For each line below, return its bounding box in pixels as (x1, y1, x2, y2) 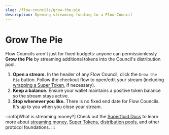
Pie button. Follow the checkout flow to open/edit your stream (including (12, 77, 164, 83)
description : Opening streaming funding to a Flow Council (5, 12, 133, 17)
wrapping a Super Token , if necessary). (12, 82, 95, 88)
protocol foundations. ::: (5, 124, 55, 130)
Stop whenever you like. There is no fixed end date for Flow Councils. (12, 98, 160, 105)
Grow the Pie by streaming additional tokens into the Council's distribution (5, 56, 161, 62)
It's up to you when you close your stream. (12, 104, 103, 110)
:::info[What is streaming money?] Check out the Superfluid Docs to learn (5, 114, 159, 120)
